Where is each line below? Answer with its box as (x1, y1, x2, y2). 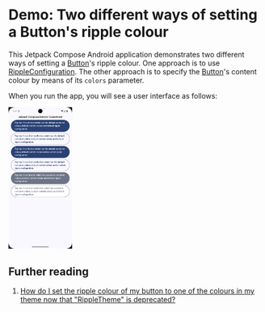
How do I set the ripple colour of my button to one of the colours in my (19, 286, 254, 296)
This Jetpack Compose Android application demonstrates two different (8, 49, 245, 59)
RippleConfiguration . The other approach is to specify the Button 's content (8, 66, 257, 76)
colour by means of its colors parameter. (8, 75, 145, 85)
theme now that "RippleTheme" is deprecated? (19, 295, 176, 305)
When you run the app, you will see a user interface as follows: (8, 91, 218, 100)
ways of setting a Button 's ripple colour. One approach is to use (8, 58, 221, 68)
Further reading (8, 264, 89, 278)
